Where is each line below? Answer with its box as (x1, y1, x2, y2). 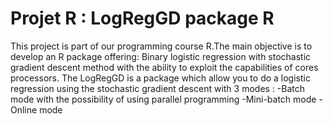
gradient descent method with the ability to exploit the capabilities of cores (10, 61, 319, 73)
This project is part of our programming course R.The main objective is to (10, 40, 313, 52)
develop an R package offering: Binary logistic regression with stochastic (10, 50, 312, 62)
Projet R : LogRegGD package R (10, 7, 275, 30)
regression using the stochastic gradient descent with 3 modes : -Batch (10, 82, 306, 94)
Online (10, 103, 38, 116)
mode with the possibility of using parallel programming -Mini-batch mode (10, 93, 317, 105)
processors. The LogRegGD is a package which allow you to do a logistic (10, 72, 311, 84)
